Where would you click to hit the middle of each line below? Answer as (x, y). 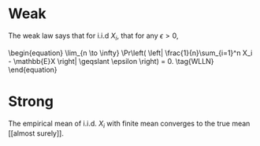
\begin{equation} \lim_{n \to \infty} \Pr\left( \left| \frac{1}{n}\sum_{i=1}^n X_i (130, 53)
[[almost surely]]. (36, 133)
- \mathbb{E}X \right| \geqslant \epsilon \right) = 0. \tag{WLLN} (111, 61)
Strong (31, 101)
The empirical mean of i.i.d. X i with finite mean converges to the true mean (129, 124)
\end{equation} (33, 69)
